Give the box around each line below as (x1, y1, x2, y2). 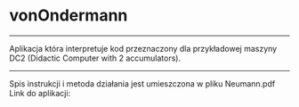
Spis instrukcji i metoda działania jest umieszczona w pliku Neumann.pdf (9, 78, 276, 89)
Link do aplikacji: (9, 87, 71, 98)
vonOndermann (9, 5, 128, 26)
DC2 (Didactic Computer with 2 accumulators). (9, 53, 181, 63)
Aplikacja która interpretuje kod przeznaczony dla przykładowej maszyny (9, 43, 278, 53)
